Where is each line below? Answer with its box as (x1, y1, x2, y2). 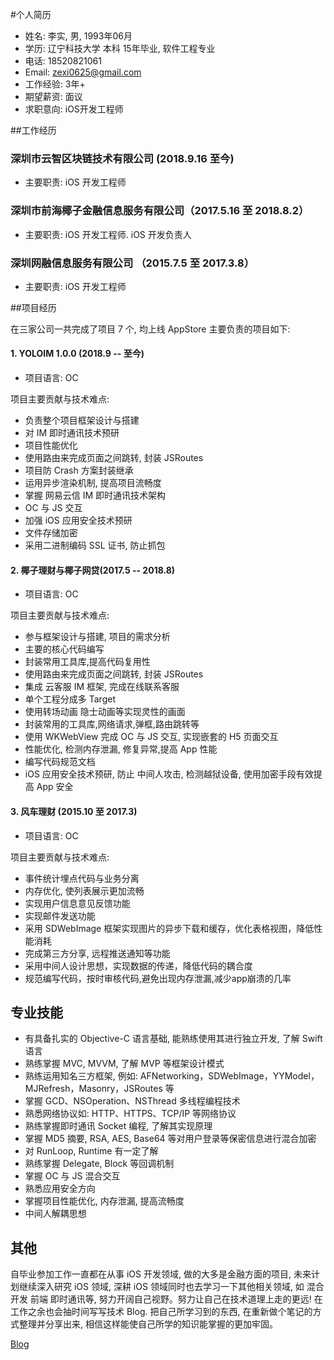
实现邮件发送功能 (24, 909, 96, 922)
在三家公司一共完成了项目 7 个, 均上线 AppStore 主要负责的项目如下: (10, 323, 291, 335)
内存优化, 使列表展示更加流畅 (24, 884, 145, 897)
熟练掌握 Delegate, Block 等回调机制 (24, 1158, 175, 1170)
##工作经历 (10, 124, 57, 136)
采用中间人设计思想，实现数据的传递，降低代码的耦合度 (24, 959, 253, 972)
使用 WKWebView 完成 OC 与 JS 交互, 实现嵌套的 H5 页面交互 (24, 731, 279, 743)
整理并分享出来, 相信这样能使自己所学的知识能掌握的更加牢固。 (18, 1318, 278, 1330)
